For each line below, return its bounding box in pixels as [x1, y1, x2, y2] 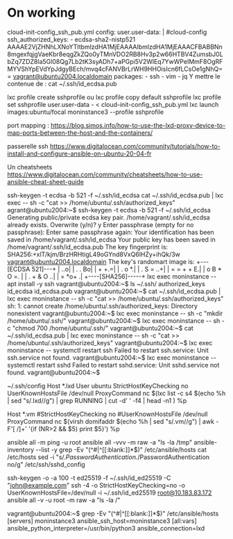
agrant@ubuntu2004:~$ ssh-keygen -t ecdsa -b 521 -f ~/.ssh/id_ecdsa [7, 206, 212, 214]
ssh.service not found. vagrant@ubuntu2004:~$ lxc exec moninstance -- [7, 353, 217, 362]
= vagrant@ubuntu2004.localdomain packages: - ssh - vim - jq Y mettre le [7, 72, 221, 81]
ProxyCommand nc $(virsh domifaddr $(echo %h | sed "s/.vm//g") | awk [7, 417, 215, 425]
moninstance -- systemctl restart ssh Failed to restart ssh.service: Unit [7, 346, 209, 354]
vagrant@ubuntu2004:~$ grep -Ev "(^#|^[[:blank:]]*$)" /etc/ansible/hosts [7, 509, 219, 517]
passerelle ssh [7, 142, 49, 150]
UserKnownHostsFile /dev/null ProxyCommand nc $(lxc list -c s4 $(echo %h [7, 389, 226, 397]
